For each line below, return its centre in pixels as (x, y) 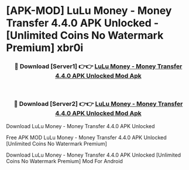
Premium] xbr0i (45, 48)
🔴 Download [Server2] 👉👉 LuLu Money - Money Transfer (98, 104)
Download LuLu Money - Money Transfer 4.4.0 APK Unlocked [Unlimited (94, 155)
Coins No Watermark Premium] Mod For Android (64, 161)
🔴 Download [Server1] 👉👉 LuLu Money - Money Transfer (98, 66)
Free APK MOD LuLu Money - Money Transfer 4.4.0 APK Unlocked (86, 137)
